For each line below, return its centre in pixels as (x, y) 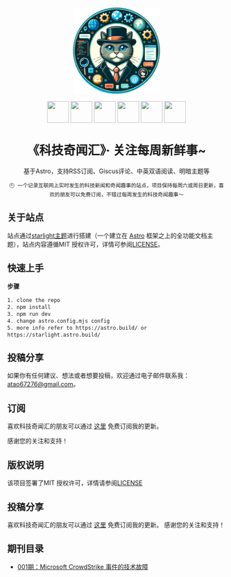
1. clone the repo (34, 300)
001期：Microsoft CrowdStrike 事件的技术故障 (83, 567)
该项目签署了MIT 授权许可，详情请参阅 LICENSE (75, 483)
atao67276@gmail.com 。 (43, 384)
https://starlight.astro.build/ (54, 335)
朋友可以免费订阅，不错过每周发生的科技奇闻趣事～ (122, 195)
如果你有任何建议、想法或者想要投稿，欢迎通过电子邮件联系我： (98, 375)
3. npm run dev (29, 314)
